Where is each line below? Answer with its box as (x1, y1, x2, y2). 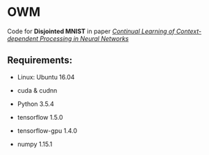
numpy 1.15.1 (17, 140, 53, 148)
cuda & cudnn (17, 86, 58, 94)
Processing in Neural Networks (40, 34, 129, 42)
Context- (176, 27, 202, 35)
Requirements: (7, 55, 73, 66)
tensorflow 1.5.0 (17, 113, 64, 121)
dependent (7, 34, 39, 42)
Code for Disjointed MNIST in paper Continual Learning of (7, 27, 175, 35)
